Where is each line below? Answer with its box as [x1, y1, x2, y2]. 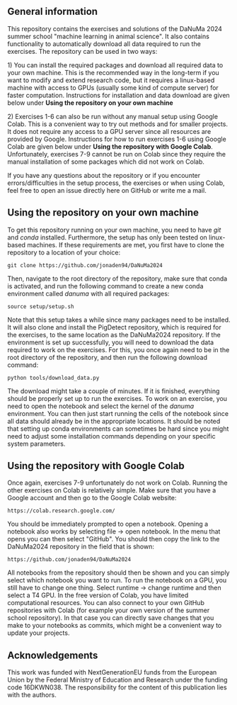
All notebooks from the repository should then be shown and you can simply [7, 568, 230, 577]
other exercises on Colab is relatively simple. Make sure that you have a [7, 486, 216, 495]
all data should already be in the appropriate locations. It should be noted [7, 417, 221, 425]
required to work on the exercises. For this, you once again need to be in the [7, 345, 230, 354]
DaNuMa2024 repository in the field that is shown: [7, 542, 154, 551]
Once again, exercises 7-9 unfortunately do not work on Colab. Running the [7, 478, 228, 487]
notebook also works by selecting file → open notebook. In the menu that [7, 527, 221, 536]
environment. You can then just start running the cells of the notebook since [7, 409, 229, 417]
